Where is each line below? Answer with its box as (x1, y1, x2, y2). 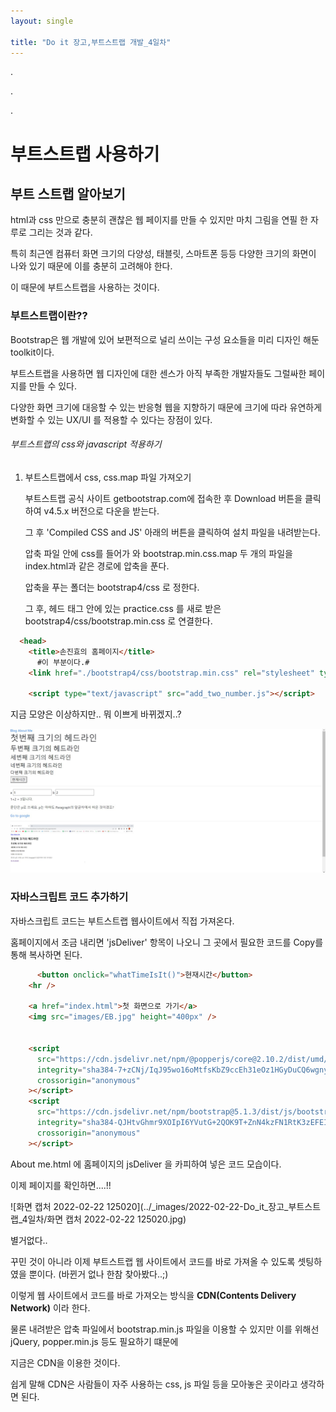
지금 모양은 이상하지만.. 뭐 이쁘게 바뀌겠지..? (10, 708, 182, 720)
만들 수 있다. (28, 380, 78, 392)
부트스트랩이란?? (10, 309, 88, 323)
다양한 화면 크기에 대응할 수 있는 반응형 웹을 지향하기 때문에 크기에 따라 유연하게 (10, 401, 323, 413)
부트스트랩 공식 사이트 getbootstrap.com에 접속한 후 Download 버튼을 (24, 492, 303, 504)
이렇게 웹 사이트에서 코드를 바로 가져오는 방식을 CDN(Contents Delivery (10, 1289, 297, 1301)
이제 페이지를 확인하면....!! (10, 1179, 112, 1191)
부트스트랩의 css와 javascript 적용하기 (10, 438, 162, 450)
